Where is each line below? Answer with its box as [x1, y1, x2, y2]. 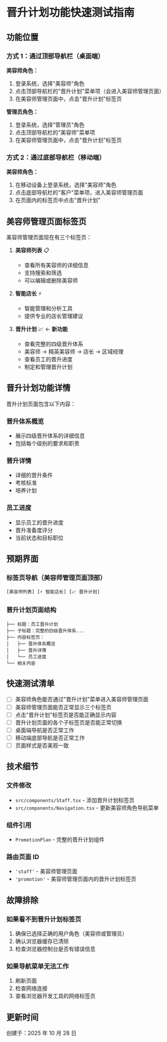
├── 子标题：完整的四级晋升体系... [6, 628, 85, 634]
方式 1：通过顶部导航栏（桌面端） [6, 51, 105, 60]
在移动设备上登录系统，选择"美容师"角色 [15, 181, 117, 188]
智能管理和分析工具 [24, 304, 73, 312]
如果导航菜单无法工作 [6, 962, 69, 970]
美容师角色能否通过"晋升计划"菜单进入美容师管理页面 [15, 696, 149, 703]
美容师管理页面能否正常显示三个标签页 [15, 703, 112, 710]
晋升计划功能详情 [6, 383, 71, 393]
